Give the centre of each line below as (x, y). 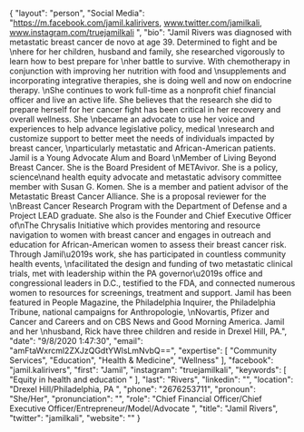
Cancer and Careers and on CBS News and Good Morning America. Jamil (147, 322)
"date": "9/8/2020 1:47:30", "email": (76, 341)
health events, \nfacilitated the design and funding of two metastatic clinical (151, 264)
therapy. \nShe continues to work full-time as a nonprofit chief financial (143, 90)
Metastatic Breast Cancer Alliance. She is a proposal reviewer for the (138, 196)
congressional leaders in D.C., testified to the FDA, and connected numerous (152, 283)
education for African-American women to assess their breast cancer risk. (148, 245)
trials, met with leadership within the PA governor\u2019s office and (136, 273)
